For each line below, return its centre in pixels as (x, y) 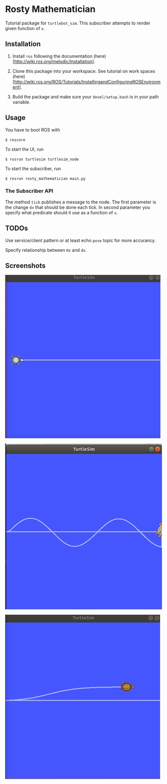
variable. (21, 102)
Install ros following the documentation (52, 56)
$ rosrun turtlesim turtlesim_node (42, 159)
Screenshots (25, 266)
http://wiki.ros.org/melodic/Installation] (54, 61)
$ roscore (15, 140)
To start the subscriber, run (33, 168)
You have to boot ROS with (33, 130)
